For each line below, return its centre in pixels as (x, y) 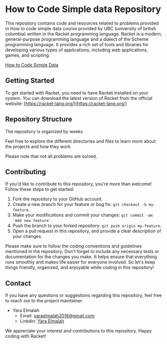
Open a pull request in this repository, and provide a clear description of (87, 231)
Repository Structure (39, 119)
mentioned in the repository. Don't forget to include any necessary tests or (82, 252)
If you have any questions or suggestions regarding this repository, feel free (83, 295)
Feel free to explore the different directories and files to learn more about (80, 141)
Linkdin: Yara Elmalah (42, 321)
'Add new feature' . (32, 220)
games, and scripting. (28, 55)
